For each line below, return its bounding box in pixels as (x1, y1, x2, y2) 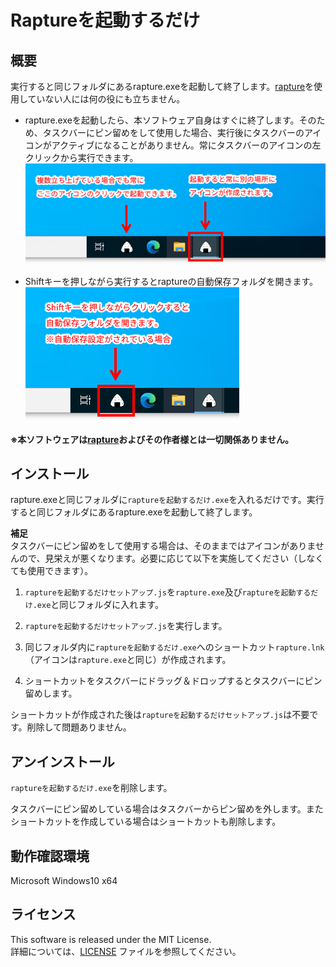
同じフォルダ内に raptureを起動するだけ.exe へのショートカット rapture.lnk (24, 641, 325, 653)
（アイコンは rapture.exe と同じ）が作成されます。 (24, 654, 232, 666)
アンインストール (10, 753, 115, 770)
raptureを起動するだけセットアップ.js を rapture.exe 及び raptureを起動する (24, 586, 312, 598)
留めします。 (24, 687, 78, 700)
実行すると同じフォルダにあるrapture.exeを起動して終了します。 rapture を (10, 81, 315, 92)
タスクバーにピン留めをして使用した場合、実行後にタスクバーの (42, 127, 305, 138)
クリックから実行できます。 (24, 152, 139, 163)
